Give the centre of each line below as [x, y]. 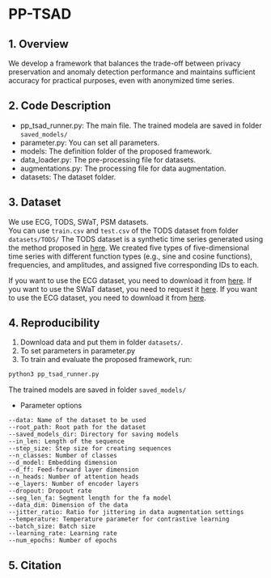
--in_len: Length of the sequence [67, 441]
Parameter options [51, 406]
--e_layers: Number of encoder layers [74, 484]
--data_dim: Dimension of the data [68, 505]
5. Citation [35, 565]
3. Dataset [35, 203]
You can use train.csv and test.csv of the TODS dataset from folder [123, 230]
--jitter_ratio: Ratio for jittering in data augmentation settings [126, 513]
